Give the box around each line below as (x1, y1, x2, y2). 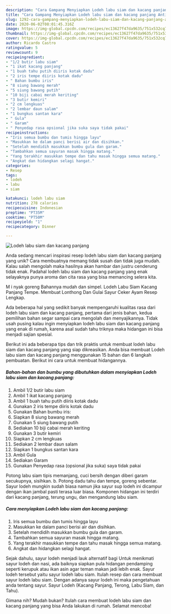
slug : (6, 17, 17, 22)
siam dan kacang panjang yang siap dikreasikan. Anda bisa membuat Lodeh (6, 347, 165, 353)
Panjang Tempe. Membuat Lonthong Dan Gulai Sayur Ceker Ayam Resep (6, 289, 158, 295)
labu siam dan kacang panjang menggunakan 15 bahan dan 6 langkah (6, 352, 152, 358)
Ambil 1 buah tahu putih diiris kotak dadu (13, 398, 98, 404)
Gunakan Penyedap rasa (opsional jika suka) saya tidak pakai (13, 462, 141, 468)
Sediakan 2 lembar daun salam (13, 441, 78, 447)
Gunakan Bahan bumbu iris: (13, 408, 72, 415)
